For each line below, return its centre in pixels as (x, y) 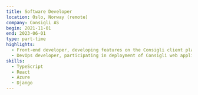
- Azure (21, 77)
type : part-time (26, 39)
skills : (16, 61)
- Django (22, 83)
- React (21, 72)
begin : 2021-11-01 (29, 28)
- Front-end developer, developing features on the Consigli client (97, 50)
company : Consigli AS (33, 22)
